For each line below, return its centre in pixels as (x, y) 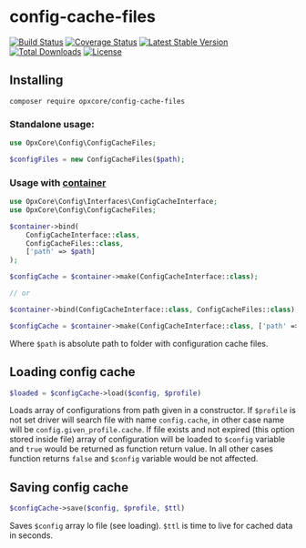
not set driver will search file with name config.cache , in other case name (147, 420)
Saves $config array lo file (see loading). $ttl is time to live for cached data (151, 526)
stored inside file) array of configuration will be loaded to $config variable (148, 440)
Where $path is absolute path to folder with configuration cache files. (139, 343)
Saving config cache (69, 487)
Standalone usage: (52, 124)
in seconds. (31, 535)
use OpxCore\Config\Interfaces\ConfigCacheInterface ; (114, 202)
